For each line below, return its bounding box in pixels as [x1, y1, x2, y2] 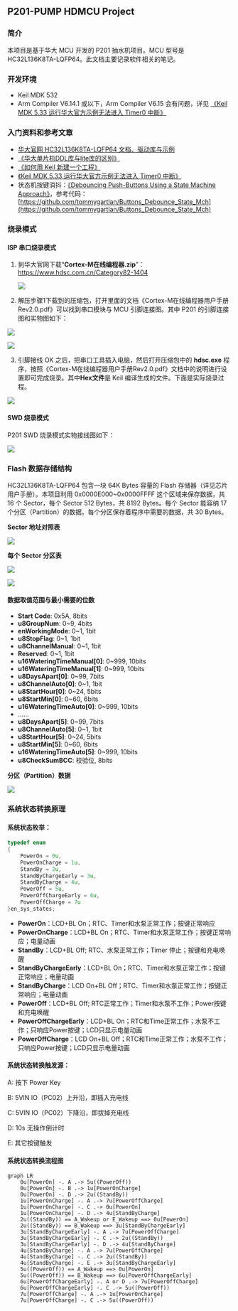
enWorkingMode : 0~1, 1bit [17, 627, 96, 636]
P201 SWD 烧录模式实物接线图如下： [7, 430, 115, 439]
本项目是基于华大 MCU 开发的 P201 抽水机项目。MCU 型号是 [7, 46, 185, 54]
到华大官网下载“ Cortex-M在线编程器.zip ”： [17, 260, 145, 269]
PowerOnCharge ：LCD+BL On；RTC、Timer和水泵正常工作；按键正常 [17, 928, 225, 936]
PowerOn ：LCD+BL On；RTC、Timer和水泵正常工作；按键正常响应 [17, 919, 215, 927]
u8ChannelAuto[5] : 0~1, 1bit [17, 725, 102, 734]
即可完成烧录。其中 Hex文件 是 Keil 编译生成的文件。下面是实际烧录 [23, 373, 219, 382]
